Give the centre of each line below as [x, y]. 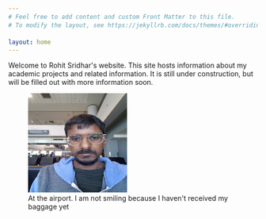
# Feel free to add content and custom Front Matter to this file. [122, 17]
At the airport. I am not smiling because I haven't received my [128, 198]
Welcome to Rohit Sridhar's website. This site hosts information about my [127, 65]
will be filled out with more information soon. [81, 83]
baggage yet [49, 207]
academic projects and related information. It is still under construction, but [131, 74]
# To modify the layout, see [56, 25]
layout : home [30, 42]
